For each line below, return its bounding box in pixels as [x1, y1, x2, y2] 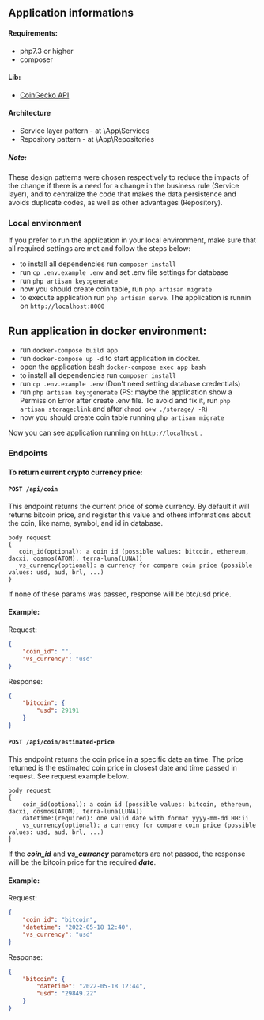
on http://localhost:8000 [19, 301, 105, 311]
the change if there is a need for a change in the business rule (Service [8, 181, 239, 190]
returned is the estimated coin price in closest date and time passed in [8, 763, 237, 773]
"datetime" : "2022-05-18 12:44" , [36, 982, 147, 991]
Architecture [8, 108, 51, 118]
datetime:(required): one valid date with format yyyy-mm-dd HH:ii [22, 815, 249, 823]
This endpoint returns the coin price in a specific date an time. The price [8, 755, 243, 764]
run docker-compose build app [19, 345, 119, 355]
